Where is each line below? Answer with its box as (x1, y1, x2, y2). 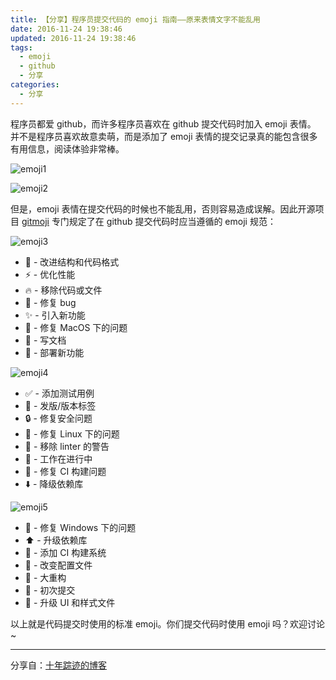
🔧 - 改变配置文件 (24, 559, 93, 571)
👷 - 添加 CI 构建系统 (24, 546, 107, 558)
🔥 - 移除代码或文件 (24, 284, 103, 296)
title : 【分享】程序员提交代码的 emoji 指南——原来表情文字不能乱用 (10, 14, 261, 25)
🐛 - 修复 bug (24, 296, 77, 308)
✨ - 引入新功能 (24, 309, 86, 321)
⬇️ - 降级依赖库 (24, 477, 84, 490)
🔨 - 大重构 (24, 571, 67, 583)
